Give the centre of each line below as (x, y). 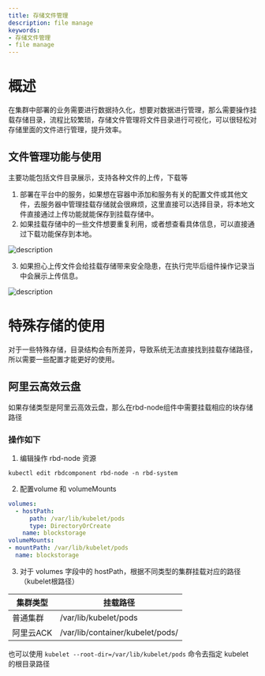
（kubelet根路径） (49, 581)
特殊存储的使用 (57, 326)
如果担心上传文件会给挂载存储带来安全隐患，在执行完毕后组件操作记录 (134, 266)
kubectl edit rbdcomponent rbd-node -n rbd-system (93, 473)
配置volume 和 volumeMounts (68, 489)
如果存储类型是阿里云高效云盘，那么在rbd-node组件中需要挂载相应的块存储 (131, 407)
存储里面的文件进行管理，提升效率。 (67, 130)
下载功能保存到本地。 (61, 233)
